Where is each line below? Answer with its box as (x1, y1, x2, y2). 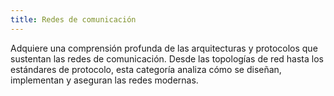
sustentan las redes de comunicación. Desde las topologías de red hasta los (10, 52, 324, 65)
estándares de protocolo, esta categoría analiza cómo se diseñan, (10, 63, 282, 75)
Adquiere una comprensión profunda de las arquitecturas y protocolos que (10, 42, 318, 54)
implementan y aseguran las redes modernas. (10, 74, 199, 86)
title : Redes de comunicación (10, 14, 137, 25)
